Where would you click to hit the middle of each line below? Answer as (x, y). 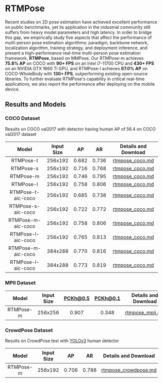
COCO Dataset (23, 118)
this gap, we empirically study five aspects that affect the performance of (78, 37)
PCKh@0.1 (107, 298)
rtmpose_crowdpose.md (129, 370)
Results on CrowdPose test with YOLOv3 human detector (62, 341)
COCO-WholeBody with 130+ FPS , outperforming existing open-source (76, 73)
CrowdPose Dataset (29, 330)
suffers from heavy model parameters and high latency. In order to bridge (78, 32)
